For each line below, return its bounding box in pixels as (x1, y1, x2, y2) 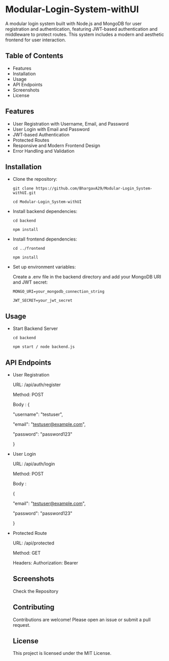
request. (12, 622, 31, 628)
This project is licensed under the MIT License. (12, 650, 112, 656)
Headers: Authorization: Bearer (12, 560, 78, 565)
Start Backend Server (12, 325, 58, 332)
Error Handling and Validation (12, 148, 75, 154)
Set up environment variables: (12, 264, 76, 270)
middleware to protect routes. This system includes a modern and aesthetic (5, 31, 164, 37)
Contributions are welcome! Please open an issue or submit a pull (12, 617, 151, 623)
